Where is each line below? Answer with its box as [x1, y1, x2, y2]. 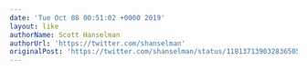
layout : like [9, 22, 59, 31]
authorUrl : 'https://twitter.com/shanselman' [9, 38, 185, 48]
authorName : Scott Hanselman [9, 30, 121, 39]
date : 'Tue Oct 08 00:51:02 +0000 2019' [9, 13, 166, 23]
